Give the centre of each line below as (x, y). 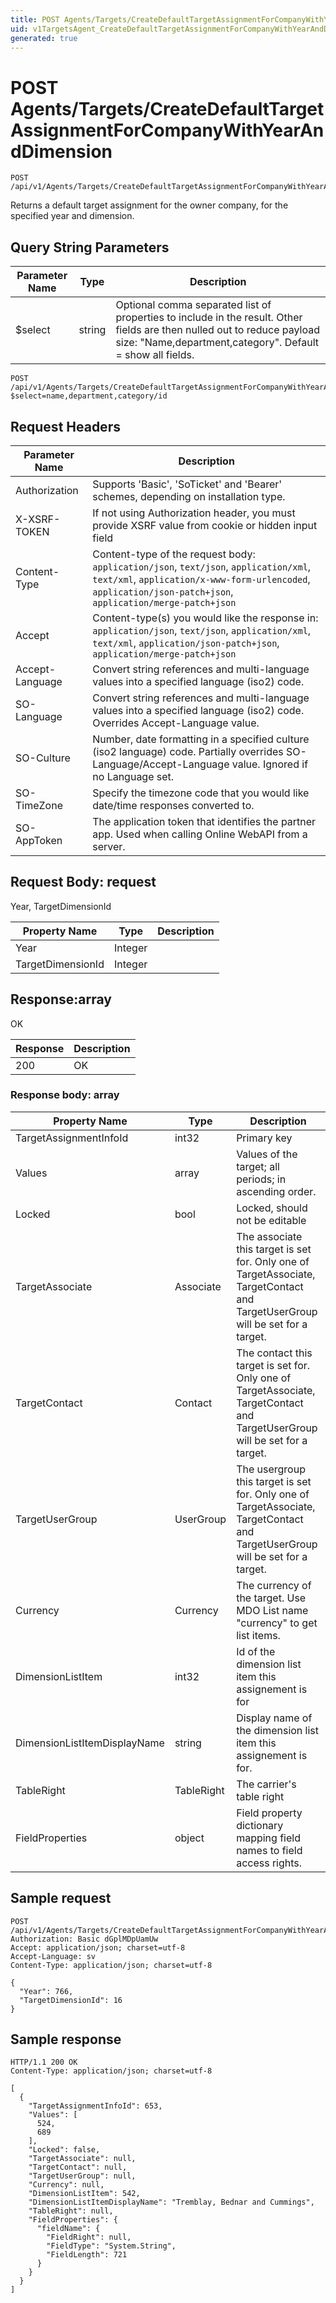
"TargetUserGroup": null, (82, 2176)
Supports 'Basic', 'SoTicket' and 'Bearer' (187, 484)
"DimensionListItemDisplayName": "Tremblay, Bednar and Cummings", (171, 2202)
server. (109, 846)
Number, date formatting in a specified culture (201, 739)
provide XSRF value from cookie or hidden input (205, 525)
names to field (269, 1850)
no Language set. (133, 776)
